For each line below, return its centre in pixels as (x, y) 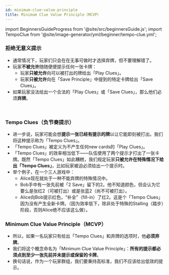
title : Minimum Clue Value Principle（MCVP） (53, 15)
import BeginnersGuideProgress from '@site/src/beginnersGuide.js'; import (84, 29)
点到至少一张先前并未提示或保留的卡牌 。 (59, 255)
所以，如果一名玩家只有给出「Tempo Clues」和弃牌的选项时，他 (79, 236)
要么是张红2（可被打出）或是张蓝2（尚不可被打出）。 (75, 191)
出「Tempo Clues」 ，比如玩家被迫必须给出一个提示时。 (70, 166)
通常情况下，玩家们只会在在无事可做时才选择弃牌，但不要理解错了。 (83, 60)
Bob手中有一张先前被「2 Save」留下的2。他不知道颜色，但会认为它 (90, 185)
